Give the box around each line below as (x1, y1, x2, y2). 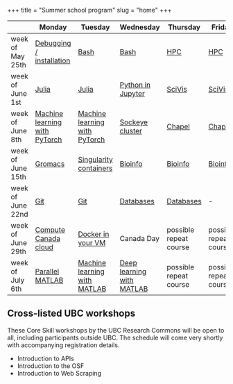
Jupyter (119, 89, 146, 98)
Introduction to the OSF (17, 361, 85, 370)
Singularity (78, 155, 113, 164)
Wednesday (119, 22, 161, 32)
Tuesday (80, 22, 110, 32)
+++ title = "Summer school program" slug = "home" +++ (7, 6, 172, 14)
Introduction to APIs (17, 354, 74, 362)
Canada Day (119, 234, 159, 243)
